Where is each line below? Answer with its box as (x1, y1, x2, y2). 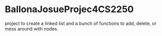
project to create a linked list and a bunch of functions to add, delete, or (5, 20, 157, 26)
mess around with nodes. (5, 25, 59, 31)
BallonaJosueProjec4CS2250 (5, 4, 134, 15)
